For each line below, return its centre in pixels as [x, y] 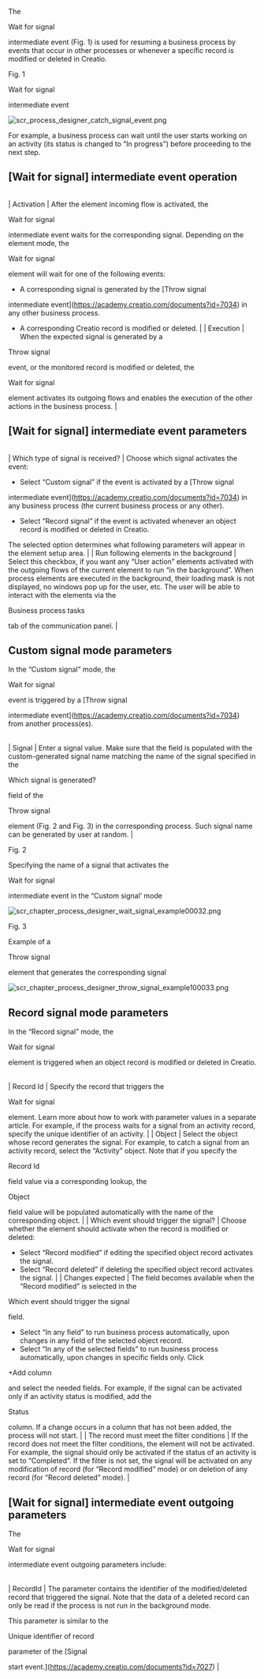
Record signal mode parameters [89, 1013]
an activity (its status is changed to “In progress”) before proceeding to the [130, 144]
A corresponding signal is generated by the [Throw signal [113, 289]
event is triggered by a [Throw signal [68, 700]
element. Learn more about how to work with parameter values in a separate [132, 1117]
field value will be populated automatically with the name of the [111, 1212]
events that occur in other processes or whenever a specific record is [121, 50]
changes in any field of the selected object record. [101, 1341]
